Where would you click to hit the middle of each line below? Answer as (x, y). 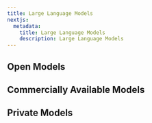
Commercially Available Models (76, 90)
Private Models (40, 113)
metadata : (27, 26)
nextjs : (18, 20)
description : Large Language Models (72, 39)
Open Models (36, 67)
